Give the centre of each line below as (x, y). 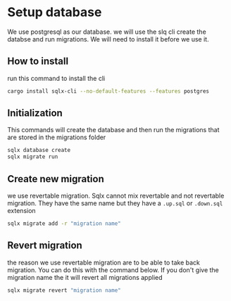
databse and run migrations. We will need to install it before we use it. (108, 39)
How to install (38, 62)
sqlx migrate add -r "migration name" (64, 224)
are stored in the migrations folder (57, 137)
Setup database (55, 12)
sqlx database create (39, 150)
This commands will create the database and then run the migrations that (113, 130)
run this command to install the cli (56, 78)
